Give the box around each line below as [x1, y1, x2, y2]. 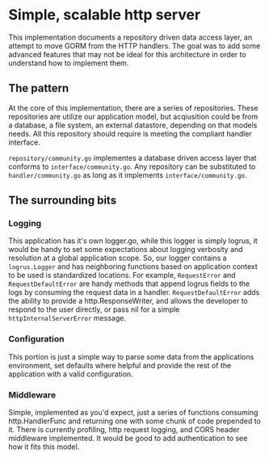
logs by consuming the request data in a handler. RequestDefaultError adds [8, 288, 260, 297]
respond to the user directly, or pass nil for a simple [8, 305, 180, 314]
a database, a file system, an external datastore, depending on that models [8, 120, 258, 130]
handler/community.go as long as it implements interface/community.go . [8, 170, 247, 179]
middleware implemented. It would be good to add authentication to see [8, 434, 248, 443]
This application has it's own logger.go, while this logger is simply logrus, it [8, 236, 258, 246]
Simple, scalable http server [8, 6, 201, 24]
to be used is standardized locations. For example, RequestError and [8, 271, 236, 280]
